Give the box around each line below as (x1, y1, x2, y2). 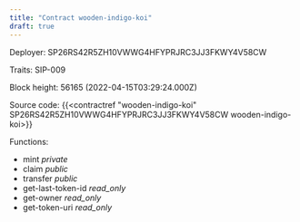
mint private (22, 153, 68, 164)
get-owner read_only (22, 192, 102, 203)
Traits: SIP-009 (9, 64, 66, 75)
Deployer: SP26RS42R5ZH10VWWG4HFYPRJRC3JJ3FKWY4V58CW (9, 46, 267, 57)
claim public (22, 163, 68, 174)
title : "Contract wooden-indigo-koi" (9, 13, 153, 23)
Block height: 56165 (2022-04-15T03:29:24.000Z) (9, 82, 198, 92)
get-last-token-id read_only (22, 182, 126, 193)
